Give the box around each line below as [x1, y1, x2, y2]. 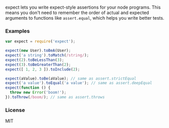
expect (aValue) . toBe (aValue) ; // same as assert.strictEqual [5, 76, 137, 81]
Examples [5, 27, 30, 34]
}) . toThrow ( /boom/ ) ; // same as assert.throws [5, 95, 105, 100]
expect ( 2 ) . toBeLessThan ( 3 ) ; [5, 57, 65, 62]
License [5, 106, 25, 113]
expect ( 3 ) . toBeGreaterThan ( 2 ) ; [5, 62, 71, 67]
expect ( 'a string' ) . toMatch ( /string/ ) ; [5, 53, 89, 58]
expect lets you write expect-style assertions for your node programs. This [5, 5, 161, 10]
